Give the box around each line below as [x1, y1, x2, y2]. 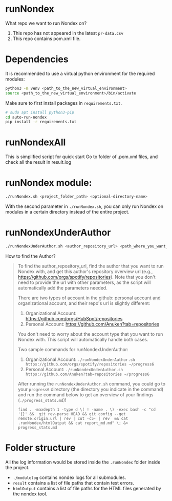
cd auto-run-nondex [5, 114, 47, 120]
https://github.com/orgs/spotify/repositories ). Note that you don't [17, 274, 156, 280]
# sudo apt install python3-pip [5, 110, 74, 115]
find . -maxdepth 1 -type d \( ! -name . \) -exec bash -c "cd [17, 407, 156, 412]
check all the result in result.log [5, 159, 72, 165]
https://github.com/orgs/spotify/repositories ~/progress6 [25, 361, 155, 367]
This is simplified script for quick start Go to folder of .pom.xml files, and [5, 153, 158, 160]
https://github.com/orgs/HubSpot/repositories [25, 315, 123, 321]
